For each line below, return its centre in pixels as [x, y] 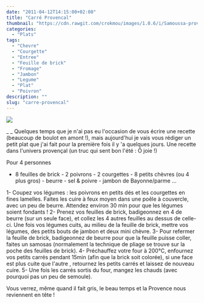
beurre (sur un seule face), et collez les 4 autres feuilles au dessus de [93, 218]
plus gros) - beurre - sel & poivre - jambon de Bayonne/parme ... [96, 181]
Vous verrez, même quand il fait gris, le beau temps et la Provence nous [96, 288]
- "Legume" [25, 80]
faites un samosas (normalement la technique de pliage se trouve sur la [96, 244]
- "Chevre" [25, 46]
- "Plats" [24, 35]
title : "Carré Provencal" [39, 18]
